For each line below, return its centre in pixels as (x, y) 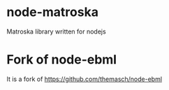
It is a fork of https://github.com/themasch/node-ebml (84, 79)
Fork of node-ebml (61, 60)
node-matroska (53, 12)
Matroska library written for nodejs (56, 31)
